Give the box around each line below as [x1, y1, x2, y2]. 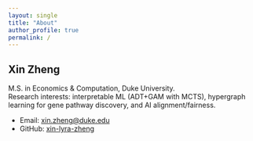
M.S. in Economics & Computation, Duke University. [8, 83, 175, 93]
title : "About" [8, 19, 58, 27]
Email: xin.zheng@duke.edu [19, 116, 110, 125]
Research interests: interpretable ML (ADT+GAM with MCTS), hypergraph [8, 92, 246, 102]
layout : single [8, 11, 58, 20]
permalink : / [8, 33, 51, 42]
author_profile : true [8, 26, 79, 34]
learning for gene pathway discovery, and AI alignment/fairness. [8, 100, 216, 110]
